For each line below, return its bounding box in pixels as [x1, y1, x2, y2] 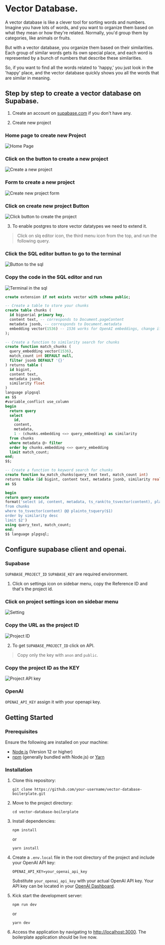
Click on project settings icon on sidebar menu [5, 598, 119, 605]
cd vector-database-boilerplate [12, 810, 79, 814]
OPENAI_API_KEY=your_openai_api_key [12, 869, 87, 875]
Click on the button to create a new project [5, 155, 109, 162]
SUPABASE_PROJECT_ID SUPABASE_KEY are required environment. [5, 571, 129, 577]
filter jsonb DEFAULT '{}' [9, 358, 65, 363]
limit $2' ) [5, 518, 27, 523]
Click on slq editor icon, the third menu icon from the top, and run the [17, 233, 157, 238]
